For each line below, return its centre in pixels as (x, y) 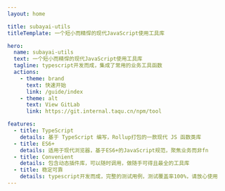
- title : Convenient (44, 157)
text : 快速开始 (46, 85)
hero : (15, 46)
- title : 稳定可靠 (38, 170)
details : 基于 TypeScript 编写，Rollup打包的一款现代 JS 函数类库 (111, 137)
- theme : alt (39, 98)
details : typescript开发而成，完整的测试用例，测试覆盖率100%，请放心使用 (119, 177)
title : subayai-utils (39, 26)
